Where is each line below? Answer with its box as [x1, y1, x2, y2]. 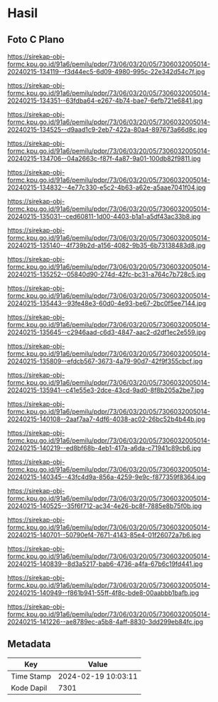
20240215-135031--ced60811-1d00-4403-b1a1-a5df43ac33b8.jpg [7, 212, 201, 220]
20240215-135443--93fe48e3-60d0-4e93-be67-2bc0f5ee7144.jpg [7, 299, 207, 307]
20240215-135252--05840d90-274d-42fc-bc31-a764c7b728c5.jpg [7, 270, 206, 279]
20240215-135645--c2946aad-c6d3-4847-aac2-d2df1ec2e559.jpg [7, 328, 206, 336]
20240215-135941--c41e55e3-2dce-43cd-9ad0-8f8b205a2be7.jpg [7, 386, 205, 394]
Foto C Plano [7, 33, 65, 46]
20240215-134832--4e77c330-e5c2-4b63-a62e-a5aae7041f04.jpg [7, 183, 206, 192]
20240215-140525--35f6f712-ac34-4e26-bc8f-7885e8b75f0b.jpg [7, 502, 202, 510]
